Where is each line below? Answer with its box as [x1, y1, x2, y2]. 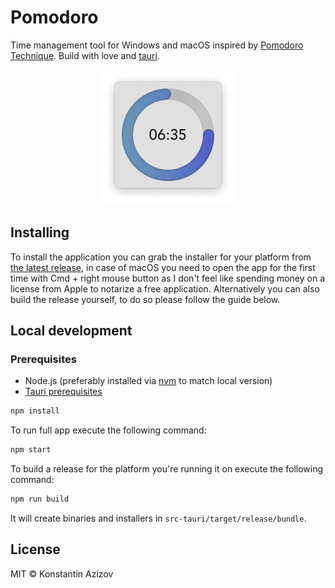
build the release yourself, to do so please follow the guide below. [10, 293, 281, 305]
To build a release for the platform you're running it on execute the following [10, 463, 324, 475]
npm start [10, 445, 52, 455]
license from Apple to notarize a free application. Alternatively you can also [10, 282, 320, 295]
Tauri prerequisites [24, 386, 103, 398]
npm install [10, 406, 60, 416]
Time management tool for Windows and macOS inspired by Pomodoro [10, 39, 304, 51]
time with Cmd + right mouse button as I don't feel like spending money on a [10, 272, 326, 284]
